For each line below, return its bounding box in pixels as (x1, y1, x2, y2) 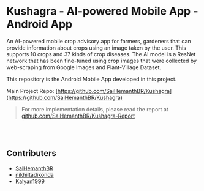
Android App (6, 17, 72, 31)
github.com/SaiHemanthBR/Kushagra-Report (21, 112, 135, 119)
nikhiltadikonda (15, 171, 54, 178)
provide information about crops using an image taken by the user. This (6, 44, 187, 51)
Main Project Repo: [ (6, 87, 58, 94)
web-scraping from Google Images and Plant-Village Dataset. (6, 63, 161, 71)
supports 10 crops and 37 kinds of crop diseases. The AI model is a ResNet (6, 50, 196, 58)
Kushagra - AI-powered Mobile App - (6, 4, 198, 18)
